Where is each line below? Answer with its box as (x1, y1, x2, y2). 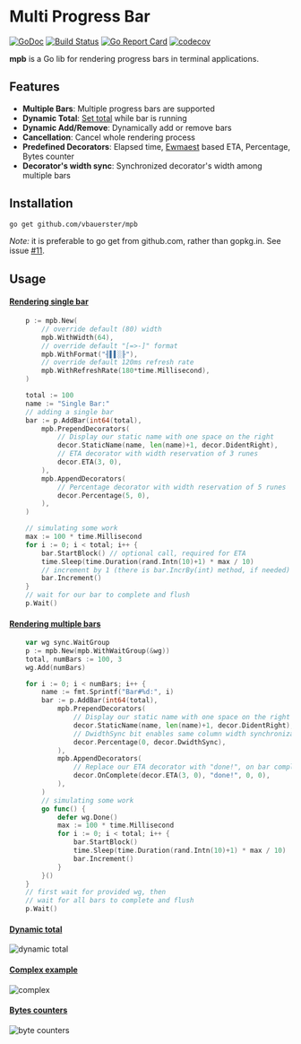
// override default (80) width (41, 325, 163, 334)
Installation (9, 196, 73, 212)
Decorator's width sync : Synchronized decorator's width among (21, 160, 262, 171)
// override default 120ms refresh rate (41, 358, 194, 367)
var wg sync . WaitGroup (25, 639, 110, 648)
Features (9, 79, 60, 95)
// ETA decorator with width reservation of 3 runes (56, 449, 258, 458)
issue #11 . (9, 245, 45, 257)
